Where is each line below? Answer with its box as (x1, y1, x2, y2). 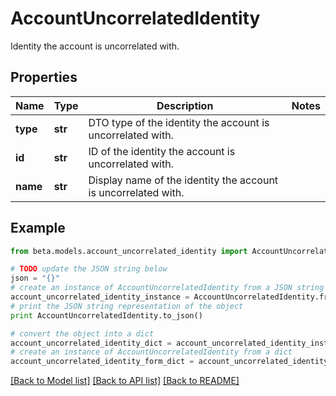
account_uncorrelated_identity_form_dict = (10, 357, 195, 367)
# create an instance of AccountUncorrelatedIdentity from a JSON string (10, 283, 325, 293)
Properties (10, 69, 78, 86)
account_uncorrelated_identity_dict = (10, 338, 172, 348)
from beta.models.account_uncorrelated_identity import (10, 246, 248, 256)
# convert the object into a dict (10, 328, 155, 339)
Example (10, 220, 66, 237)
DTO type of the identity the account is (88, 115, 270, 129)
